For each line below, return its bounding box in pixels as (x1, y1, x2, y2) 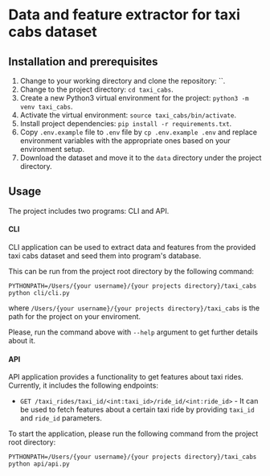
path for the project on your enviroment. (8, 312, 141, 322)
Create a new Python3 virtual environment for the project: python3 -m (19, 93, 249, 102)
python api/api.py (8, 460, 70, 468)
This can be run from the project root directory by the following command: (8, 267, 255, 277)
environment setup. (19, 145, 85, 154)
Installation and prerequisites (8, 55, 158, 68)
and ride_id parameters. (19, 413, 102, 423)
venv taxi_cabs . (19, 102, 74, 111)
